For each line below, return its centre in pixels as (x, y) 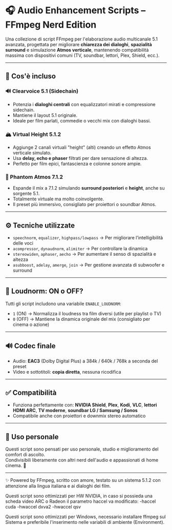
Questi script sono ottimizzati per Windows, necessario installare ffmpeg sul (85, 517)
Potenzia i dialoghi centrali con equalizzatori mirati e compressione (84, 104)
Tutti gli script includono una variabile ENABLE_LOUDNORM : (63, 303)
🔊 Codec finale (30, 346)
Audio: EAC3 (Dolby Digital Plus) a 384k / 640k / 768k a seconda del (85, 361)
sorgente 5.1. (26, 194)
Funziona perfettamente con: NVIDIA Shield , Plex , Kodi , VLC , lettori (85, 405)
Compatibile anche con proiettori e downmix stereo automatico (79, 416)
